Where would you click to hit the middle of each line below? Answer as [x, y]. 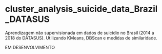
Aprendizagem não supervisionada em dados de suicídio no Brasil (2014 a [80, 33]
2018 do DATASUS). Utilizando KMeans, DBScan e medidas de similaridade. [81, 38]
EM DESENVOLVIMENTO [30, 47]
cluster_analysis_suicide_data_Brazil [81, 9]
